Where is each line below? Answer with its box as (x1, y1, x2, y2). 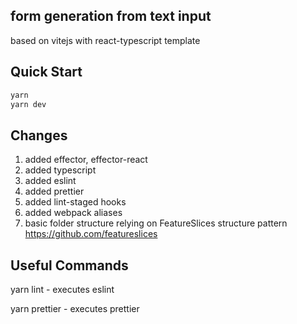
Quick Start (10, 64, 83, 81)
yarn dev (10, 99, 47, 109)
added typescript (24, 164, 97, 176)
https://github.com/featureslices (24, 228, 158, 240)
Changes (10, 127, 68, 144)
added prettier (24, 185, 85, 198)
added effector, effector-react (24, 154, 148, 166)
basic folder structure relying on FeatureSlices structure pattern (24, 217, 288, 229)
